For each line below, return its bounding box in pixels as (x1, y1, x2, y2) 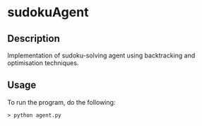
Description (7, 33, 60, 45)
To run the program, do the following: (7, 98, 116, 106)
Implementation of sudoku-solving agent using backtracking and (7, 51, 196, 59)
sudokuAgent (7, 4, 89, 21)
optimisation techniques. (7, 59, 79, 67)
